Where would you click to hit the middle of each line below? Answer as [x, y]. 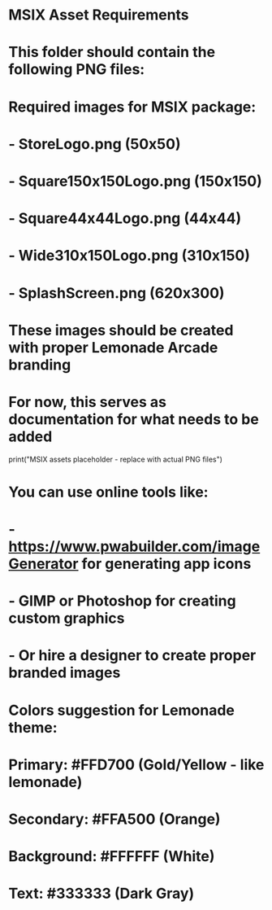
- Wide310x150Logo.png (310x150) [129, 256]
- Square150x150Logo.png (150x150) [135, 181]
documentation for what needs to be [134, 419]
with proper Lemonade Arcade [113, 347]
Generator [43, 564]
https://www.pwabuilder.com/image [134, 546]
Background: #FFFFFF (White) [112, 857]
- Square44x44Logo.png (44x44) [125, 219]
